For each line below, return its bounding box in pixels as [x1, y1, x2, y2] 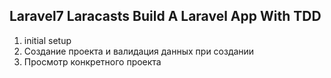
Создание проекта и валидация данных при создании [23, 45, 255, 57]
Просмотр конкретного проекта [23, 55, 162, 68]
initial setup [23, 34, 72, 46]
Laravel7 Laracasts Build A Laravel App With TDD [9, 8, 322, 25]
